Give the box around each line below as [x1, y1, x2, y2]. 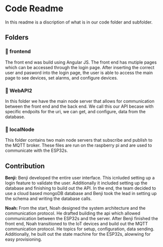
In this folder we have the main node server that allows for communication [5, 98, 155, 104]
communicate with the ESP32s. [5, 148, 68, 153]
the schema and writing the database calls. [5, 196, 92, 201]
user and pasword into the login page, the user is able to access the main [5, 70, 153, 75]
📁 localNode [5, 126, 35, 133]
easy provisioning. [5, 236, 43, 243]
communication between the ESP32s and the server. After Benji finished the [5, 216, 158, 222]
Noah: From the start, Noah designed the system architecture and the [5, 205, 146, 211]
